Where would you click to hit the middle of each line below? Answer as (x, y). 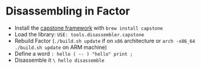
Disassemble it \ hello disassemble (59, 60)
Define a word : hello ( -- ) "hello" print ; (73, 53)
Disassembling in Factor (68, 11)
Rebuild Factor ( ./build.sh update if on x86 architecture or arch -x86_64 (105, 41)
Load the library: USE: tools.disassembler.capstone (79, 34)
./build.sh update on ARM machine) (61, 47)
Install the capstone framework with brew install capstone (89, 28)
